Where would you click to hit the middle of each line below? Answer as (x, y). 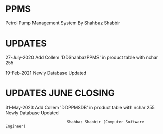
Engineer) (16, 126)
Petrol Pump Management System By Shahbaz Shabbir (63, 23)
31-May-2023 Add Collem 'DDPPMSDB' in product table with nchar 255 (80, 107)
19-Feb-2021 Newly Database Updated (46, 73)
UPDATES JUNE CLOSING (60, 93)
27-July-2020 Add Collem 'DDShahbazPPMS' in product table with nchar (82, 57)
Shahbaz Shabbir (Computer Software (105, 122)
